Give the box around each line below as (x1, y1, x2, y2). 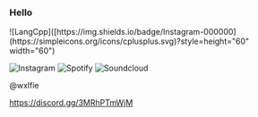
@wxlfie (9, 80, 39, 91)
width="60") (9, 46, 56, 56)
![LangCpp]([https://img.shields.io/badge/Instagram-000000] (9, 27, 236, 38)
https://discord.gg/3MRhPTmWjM (9, 97, 133, 108)
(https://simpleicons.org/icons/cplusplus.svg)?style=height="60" (9, 36, 250, 46)
